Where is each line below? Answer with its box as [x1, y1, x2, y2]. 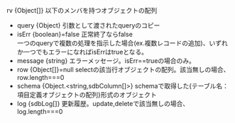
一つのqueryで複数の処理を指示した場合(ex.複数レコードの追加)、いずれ [16, 39, 228, 47]
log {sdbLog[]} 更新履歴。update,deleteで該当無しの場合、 [16, 100, 190, 107]
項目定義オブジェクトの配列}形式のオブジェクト [16, 90, 157, 99]
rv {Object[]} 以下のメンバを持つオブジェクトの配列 [6, 6, 158, 14]
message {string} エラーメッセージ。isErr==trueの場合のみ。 [16, 57, 196, 65]
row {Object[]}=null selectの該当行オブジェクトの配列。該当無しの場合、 [16, 66, 230, 74]
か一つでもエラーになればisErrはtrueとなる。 [16, 48, 148, 56]
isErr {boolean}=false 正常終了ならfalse [16, 30, 133, 38]
